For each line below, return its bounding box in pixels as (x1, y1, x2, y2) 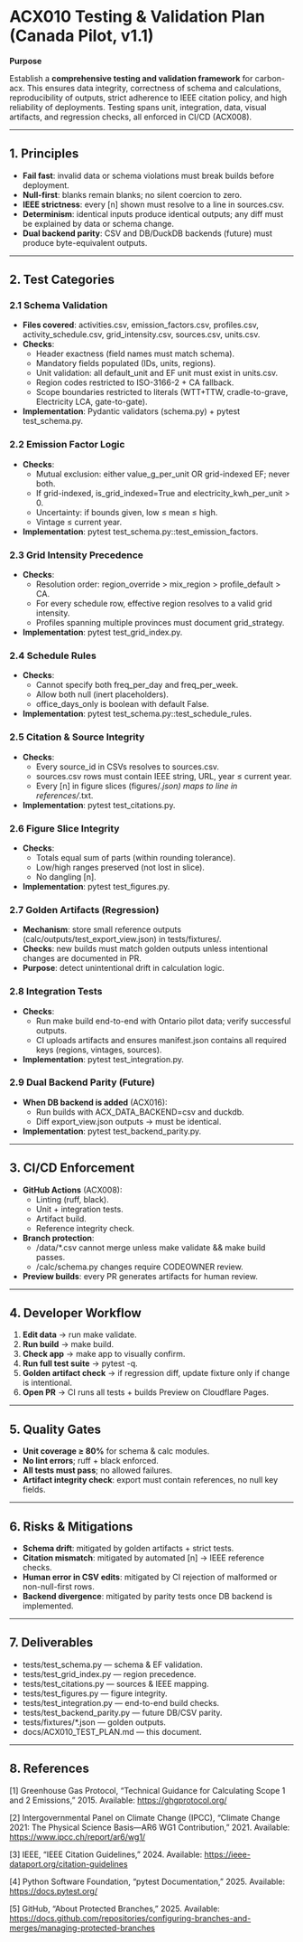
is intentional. (22, 1377, 72, 1389)
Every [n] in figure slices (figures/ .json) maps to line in (35, 780, 238, 791)
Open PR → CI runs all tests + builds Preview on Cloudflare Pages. (22, 1387, 269, 1398)
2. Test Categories (9, 272, 115, 288)
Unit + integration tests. (35, 1203, 124, 1214)
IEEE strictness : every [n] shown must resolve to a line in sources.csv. (22, 199, 285, 210)
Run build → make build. (22, 1339, 115, 1350)
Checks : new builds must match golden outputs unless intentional (22, 943, 269, 955)
